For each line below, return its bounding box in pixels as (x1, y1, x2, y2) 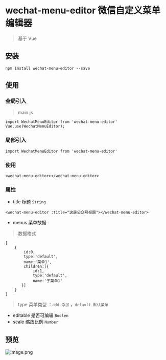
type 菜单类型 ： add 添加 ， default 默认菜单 (17, 302, 109, 308)
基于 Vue (17, 35, 37, 41)
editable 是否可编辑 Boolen (12, 312, 69, 319)
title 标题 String (12, 199, 46, 205)
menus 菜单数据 (12, 220, 47, 226)
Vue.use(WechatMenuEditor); (5, 124, 65, 129)
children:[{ (23, 264, 50, 269)
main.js (17, 110, 33, 116)
